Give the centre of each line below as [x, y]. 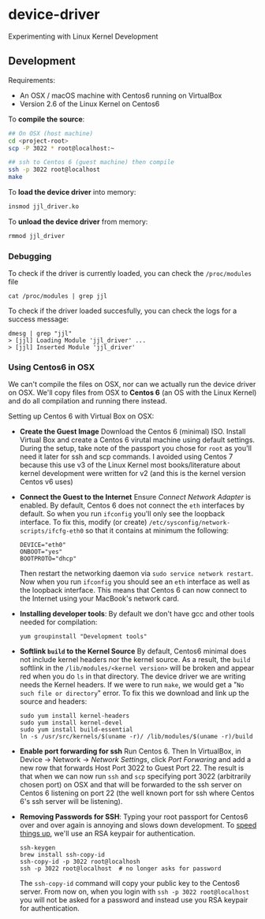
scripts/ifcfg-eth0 [52, 531]
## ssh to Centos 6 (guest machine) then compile [91, 162]
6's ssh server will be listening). [71, 802]
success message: [39, 319]
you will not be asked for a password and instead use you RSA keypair [134, 900]
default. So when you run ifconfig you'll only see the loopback [122, 514]
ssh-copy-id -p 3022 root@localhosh [80, 862]
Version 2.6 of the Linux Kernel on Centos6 [90, 103]
